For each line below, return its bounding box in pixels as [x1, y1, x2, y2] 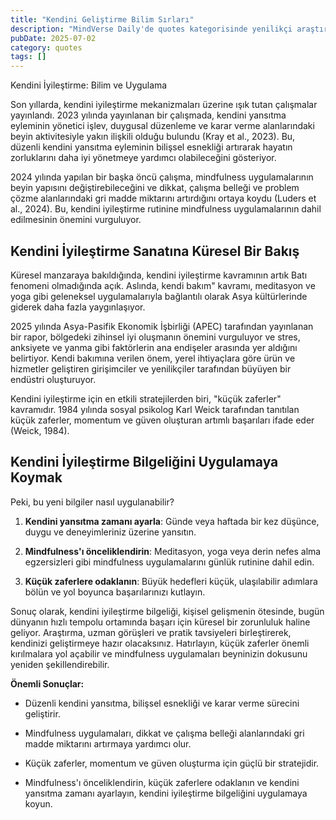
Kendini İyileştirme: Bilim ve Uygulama [10, 79, 168, 91]
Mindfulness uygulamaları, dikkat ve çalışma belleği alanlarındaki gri [24, 727, 305, 739]
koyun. [24, 797, 53, 810]
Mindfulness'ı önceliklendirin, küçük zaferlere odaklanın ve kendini [24, 776, 300, 788]
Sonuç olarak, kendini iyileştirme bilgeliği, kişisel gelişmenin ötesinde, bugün [10, 605, 325, 617]
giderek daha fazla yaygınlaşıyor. [10, 301, 146, 313]
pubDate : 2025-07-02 [10, 33, 97, 43]
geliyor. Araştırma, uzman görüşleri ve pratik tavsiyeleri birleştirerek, [10, 626, 292, 638]
